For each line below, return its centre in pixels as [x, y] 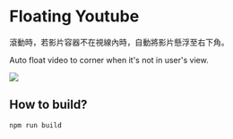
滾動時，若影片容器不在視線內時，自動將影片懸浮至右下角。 [119, 42]
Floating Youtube [74, 16]
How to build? [48, 105]
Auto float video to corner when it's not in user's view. [109, 60]
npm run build [36, 125]
